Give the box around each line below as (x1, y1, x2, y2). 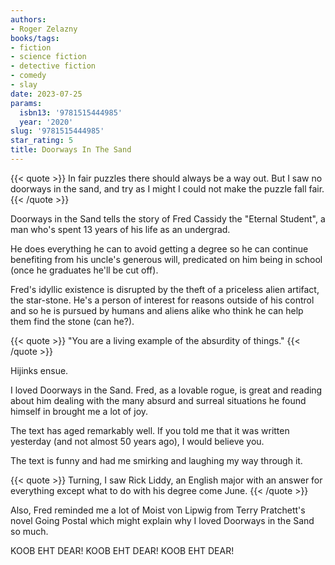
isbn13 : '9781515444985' (19, 107, 123, 118)
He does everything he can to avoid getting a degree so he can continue (10, 242, 309, 255)
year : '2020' (19, 117, 74, 127)
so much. (10, 525, 49, 537)
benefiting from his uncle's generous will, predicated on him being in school (10, 253, 323, 265)
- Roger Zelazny (10, 24, 78, 34)
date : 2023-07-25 (10, 89, 83, 99)
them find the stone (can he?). (10, 315, 135, 327)
